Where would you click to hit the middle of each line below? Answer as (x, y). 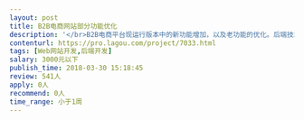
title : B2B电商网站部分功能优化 (63, 26)
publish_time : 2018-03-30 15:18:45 (76, 69)
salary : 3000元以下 (44, 60)
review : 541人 (35, 77)
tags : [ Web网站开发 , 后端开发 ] (61, 51)
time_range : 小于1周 (46, 102)
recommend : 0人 (37, 93)
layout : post (34, 18)
